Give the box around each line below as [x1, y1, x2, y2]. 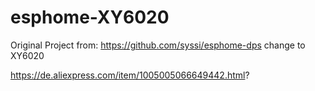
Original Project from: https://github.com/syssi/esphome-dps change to [10, 39, 306, 51]
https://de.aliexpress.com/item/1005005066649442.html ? [10, 69, 250, 81]
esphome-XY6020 [10, 6, 170, 29]
